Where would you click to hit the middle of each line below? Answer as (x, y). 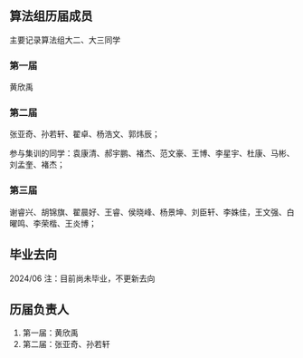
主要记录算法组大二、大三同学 (65, 40)
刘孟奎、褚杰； (37, 165)
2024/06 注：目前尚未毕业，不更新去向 (82, 278)
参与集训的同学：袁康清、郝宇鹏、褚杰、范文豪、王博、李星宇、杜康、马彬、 (152, 153)
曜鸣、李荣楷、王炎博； (53, 223)
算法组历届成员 (51, 16)
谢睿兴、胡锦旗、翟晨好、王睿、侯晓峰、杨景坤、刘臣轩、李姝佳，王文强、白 (152, 212)
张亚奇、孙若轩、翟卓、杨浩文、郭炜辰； (85, 134)
